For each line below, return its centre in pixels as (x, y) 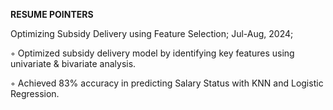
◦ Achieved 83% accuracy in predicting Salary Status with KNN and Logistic (167, 83)
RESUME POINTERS (52, 14)
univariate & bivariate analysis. (73, 63)
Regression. (35, 93)
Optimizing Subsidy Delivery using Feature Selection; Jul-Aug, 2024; (152, 33)
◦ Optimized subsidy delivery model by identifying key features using (152, 53)
